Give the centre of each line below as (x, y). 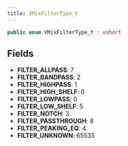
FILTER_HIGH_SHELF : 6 (51, 92)
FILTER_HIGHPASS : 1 (47, 85)
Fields (21, 53)
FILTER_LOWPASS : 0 (47, 99)
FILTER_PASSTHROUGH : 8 (55, 121)
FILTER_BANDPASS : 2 (49, 77)
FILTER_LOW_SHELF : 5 (50, 106)
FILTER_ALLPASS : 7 (45, 70)
